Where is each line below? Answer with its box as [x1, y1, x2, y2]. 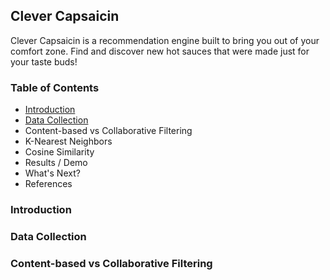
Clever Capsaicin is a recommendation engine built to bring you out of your [10, 34, 320, 46]
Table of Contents [10, 80, 100, 94]
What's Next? [24, 167, 81, 179]
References [24, 178, 73, 190]
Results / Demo [24, 157, 88, 169]
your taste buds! [10, 55, 78, 68]
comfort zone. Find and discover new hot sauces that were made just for [10, 45, 310, 57]
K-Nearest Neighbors [24, 135, 113, 148]
